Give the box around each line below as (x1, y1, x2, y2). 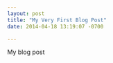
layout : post (7, 10, 45, 17)
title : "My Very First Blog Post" (7, 17, 107, 24)
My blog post (7, 48, 45, 56)
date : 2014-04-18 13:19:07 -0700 (7, 23, 104, 30)
